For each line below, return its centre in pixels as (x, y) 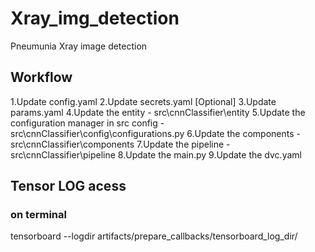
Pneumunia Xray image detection (79, 46)
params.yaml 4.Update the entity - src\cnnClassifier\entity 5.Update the (158, 112)
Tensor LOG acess (68, 186)
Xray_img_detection (95, 18)
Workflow (41, 77)
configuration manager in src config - (87, 123)
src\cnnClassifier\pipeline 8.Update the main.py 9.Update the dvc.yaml (156, 154)
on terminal (38, 215)
